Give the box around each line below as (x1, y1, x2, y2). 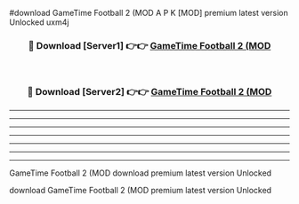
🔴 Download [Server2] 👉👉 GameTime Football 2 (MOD (27, 86, 272, 98)
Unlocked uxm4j (9, 17, 69, 27)
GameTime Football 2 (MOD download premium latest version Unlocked (9, 168, 272, 178)
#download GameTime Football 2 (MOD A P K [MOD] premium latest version (9, 8, 288, 18)
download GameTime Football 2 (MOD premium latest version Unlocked (9, 184, 272, 195)
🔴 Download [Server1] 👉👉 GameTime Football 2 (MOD (28, 39, 271, 51)
